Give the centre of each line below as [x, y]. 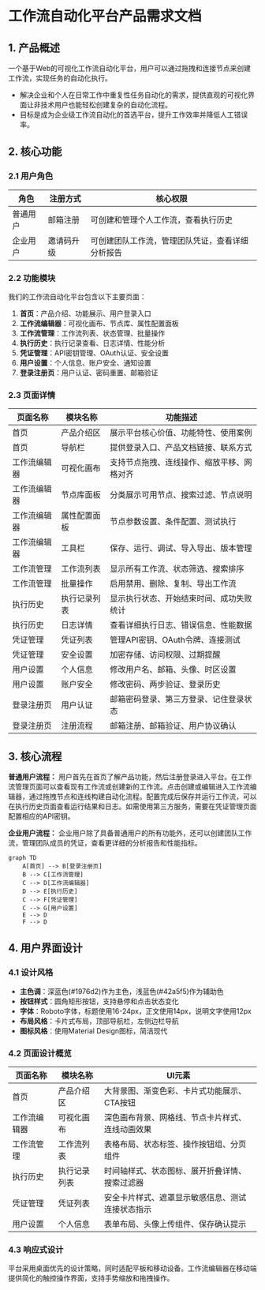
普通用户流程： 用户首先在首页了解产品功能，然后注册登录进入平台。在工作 [130, 777]
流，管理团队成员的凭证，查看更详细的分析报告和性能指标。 [105, 843]
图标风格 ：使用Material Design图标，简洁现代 [93, 1030]
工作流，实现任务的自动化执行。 [60, 78]
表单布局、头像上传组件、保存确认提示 [175, 1224]
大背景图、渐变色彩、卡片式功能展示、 [175, 1091]
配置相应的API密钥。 [41, 816]
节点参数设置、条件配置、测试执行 [173, 522]
